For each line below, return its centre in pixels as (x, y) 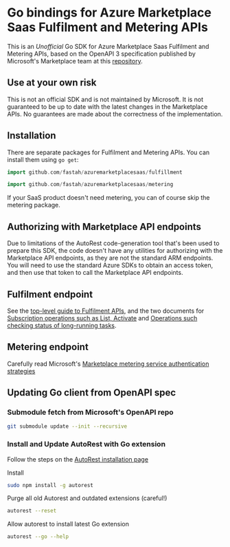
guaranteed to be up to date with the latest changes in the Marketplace (107, 106)
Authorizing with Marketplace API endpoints (104, 226)
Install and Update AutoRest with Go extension (87, 444)
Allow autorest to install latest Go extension (68, 524)
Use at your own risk (52, 83)
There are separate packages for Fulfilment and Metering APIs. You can (108, 152)
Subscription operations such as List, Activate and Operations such (102, 318)
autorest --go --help (38, 537)
